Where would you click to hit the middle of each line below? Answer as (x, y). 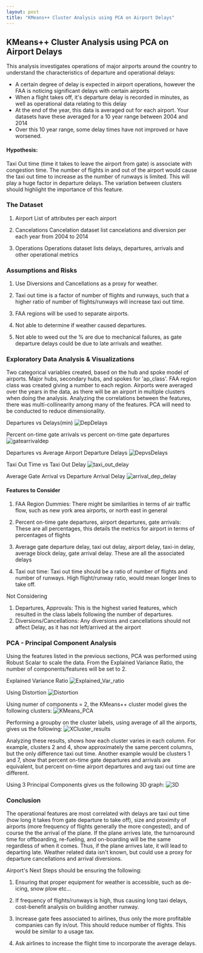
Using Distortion (26, 692)
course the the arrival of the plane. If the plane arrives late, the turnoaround (101, 833)
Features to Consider (33, 490)
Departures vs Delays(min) (40, 423)
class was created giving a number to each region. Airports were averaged (99, 385)
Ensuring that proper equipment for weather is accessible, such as (98, 882)
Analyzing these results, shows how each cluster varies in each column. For (101, 741)
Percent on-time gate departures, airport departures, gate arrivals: (98, 522)
